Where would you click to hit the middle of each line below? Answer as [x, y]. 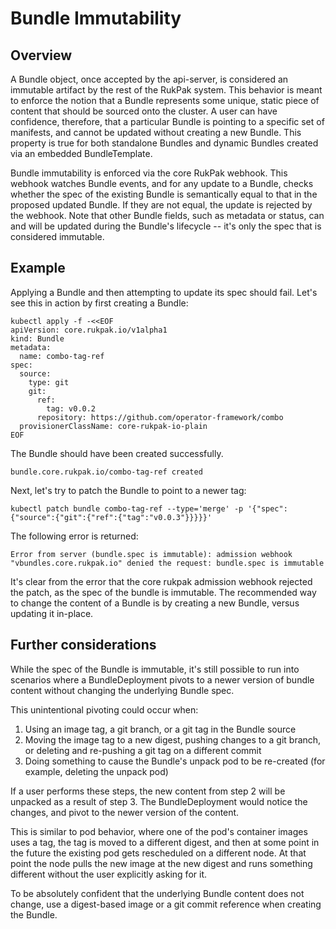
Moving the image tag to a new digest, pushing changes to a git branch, [173, 739]
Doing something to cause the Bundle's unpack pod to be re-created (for [175, 761]
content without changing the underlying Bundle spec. [122, 690]
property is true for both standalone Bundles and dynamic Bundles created [164, 143]
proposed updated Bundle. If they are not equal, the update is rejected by [161, 205]
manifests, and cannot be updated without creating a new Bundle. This [156, 132]
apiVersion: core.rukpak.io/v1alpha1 [89, 330]
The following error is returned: [74, 536]
